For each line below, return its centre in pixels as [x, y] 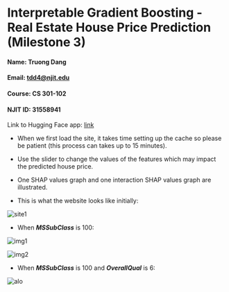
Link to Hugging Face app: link [51, 125]
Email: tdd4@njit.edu [39, 78]
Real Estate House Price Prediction [109, 27]
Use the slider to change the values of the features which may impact [117, 159]
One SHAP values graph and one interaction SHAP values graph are [114, 180]
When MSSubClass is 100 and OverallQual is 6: [86, 268]
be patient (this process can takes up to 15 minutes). [92, 146]
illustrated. [32, 187]
